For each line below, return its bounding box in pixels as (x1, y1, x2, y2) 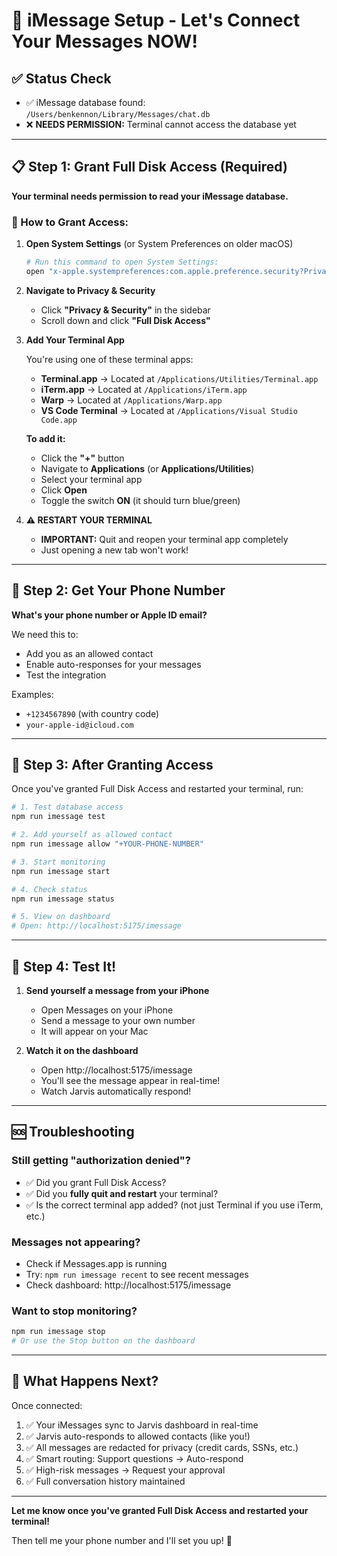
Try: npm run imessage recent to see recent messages (25, 1269, 249, 1281)
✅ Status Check (11, 70, 112, 87)
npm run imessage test (11, 812, 106, 822)
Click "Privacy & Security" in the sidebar (40, 304, 211, 316)
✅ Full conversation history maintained (25, 1475, 186, 1487)
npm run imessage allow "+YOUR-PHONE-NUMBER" (11, 839, 204, 849)
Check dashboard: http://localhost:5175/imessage (25, 1279, 232, 1291)
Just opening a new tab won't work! (40, 544, 189, 556)
